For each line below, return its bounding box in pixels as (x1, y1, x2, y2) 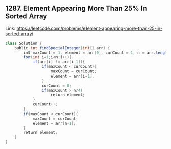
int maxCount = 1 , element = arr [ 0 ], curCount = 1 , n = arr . (23, 50, 156, 55)
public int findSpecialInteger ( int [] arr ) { (14, 45, 110, 50)
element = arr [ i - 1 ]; (50, 73, 95, 79)
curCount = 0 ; (41, 83, 72, 88)
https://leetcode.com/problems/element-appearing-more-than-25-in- (16, 25, 163, 31)
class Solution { (5, 41, 42, 46)
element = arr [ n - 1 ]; (32, 121, 76, 126)
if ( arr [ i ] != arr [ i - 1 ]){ (32, 59, 85, 65)
